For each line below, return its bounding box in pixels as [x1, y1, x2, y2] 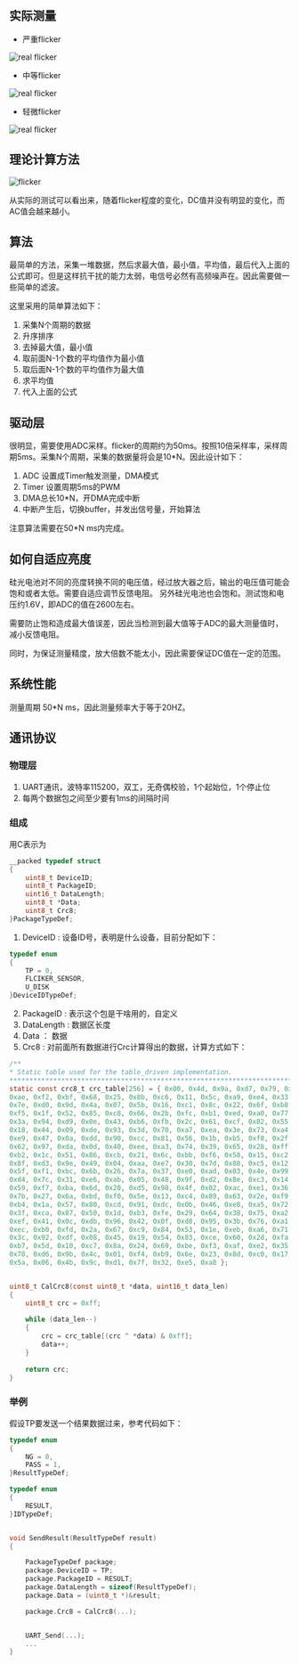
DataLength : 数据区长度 [21, 1019, 111, 1031]
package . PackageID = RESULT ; [25, 1575, 133, 1584]
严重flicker [21, 34, 61, 45]
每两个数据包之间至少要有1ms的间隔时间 [21, 792, 170, 803]
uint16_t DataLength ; [25, 890, 105, 899]
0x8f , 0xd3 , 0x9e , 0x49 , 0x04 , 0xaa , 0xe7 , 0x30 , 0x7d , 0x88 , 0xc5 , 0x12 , [9, 1159, 293, 1168]
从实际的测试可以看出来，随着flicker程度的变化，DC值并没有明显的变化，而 [9, 194, 286, 205]
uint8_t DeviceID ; [25, 873, 93, 882]
